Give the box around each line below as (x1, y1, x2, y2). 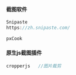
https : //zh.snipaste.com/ (6, 25, 70, 31)
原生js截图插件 (6, 49, 42, 56)
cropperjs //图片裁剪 (6, 63, 61, 69)
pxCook (6, 35, 23, 41)
